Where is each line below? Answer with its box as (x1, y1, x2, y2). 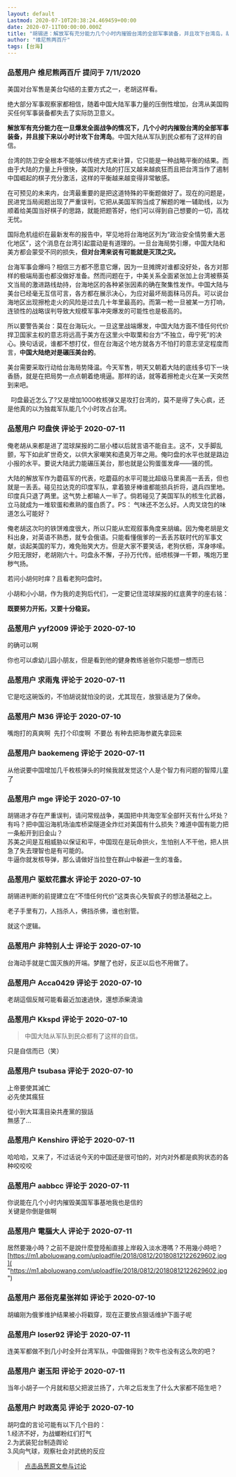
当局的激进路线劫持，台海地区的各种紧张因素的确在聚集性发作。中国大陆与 (13, 280, 229, 289)
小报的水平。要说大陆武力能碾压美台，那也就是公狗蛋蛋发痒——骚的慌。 (7, 459, 216, 467)
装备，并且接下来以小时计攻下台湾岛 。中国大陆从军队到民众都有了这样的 (7, 132, 216, 141)
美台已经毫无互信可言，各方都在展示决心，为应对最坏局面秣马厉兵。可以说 (7, 289, 223, 298)
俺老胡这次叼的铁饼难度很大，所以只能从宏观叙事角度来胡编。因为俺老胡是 (7, 524, 223, 532)
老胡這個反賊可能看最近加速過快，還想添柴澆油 (7, 995, 143, 1004)
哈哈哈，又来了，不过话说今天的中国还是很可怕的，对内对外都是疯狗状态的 (7, 1152, 223, 1161)
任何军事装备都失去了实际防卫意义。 (13, 108, 118, 117)
